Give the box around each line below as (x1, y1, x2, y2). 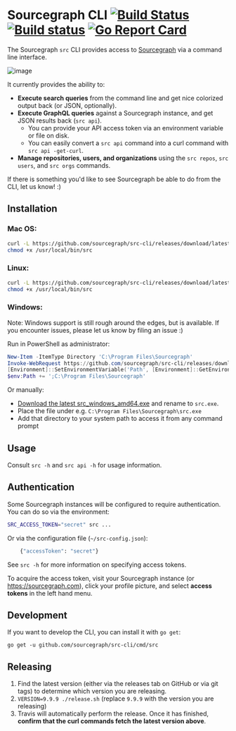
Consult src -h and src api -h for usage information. (7, 461, 162, 469)
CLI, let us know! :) (7, 182, 62, 190)
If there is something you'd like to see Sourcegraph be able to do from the (7, 175, 221, 183)
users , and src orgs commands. (17, 161, 111, 169)
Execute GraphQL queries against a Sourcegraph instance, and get (17, 109, 214, 117)
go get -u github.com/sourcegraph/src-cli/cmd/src (7, 641, 159, 649)
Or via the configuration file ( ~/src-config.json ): (7, 534, 148, 542)
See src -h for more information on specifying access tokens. (7, 560, 187, 569)
